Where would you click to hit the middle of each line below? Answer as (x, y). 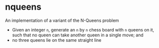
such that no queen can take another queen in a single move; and (78, 35)
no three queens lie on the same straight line (57, 40)
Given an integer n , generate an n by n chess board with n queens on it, (83, 30)
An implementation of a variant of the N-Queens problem (62, 20)
